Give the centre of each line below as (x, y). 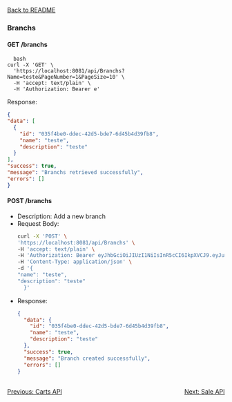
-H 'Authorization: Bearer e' (57, 89)
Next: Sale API (204, 392)
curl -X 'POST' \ (42, 236)
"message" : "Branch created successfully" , (87, 358)
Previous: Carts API (35, 392)
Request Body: (38, 223)
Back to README (31, 10)
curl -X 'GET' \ (30, 65)
